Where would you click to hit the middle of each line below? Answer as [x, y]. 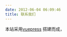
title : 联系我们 [20, 14]
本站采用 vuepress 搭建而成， [35, 29]
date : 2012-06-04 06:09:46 [33, 10]
